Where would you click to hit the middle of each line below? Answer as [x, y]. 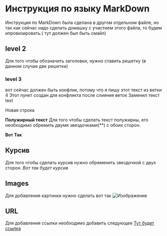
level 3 [13, 79]
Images [17, 183]
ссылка [13, 229]
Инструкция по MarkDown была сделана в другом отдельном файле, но [82, 22]
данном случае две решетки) [37, 66]
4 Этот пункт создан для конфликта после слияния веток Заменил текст [82, 95]
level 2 [16, 49]
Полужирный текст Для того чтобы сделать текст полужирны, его [77, 120]
